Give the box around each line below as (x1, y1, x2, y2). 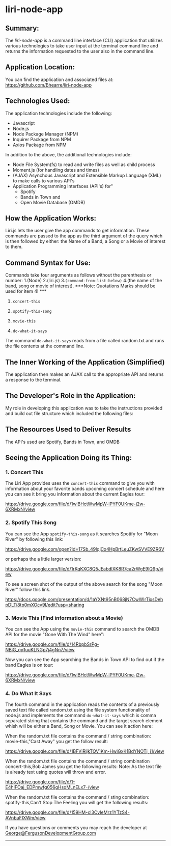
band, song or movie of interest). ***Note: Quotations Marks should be (5, 283, 156, 289)
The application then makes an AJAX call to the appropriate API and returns (5, 371, 164, 377)
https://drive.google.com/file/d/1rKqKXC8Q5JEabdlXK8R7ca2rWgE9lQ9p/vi (5, 565, 164, 571)
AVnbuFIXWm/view (5, 815, 46, 821)
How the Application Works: (5, 214, 97, 223)
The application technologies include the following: (5, 110, 112, 116)
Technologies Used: (5, 97, 70, 105)
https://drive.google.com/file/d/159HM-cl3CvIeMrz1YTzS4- (5, 809, 130, 815)
